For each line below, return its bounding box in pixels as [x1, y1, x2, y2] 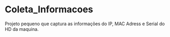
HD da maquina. [5, 26, 39, 32]
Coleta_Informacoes [5, 4, 93, 15]
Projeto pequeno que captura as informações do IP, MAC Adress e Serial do [5, 21, 165, 27]
